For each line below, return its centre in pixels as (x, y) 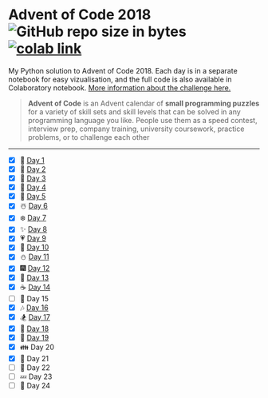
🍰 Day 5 (33, 197)
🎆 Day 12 (35, 269)
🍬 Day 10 (34, 247)
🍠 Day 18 (34, 328)
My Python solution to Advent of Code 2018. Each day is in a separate (123, 70)
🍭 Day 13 (34, 277)
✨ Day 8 (33, 229)
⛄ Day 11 (34, 257)
